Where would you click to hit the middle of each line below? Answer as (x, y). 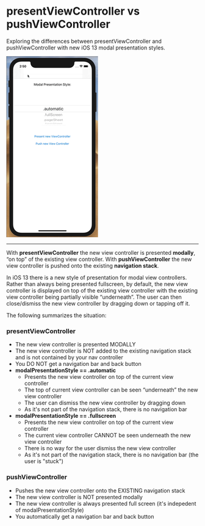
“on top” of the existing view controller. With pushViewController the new (99, 259)
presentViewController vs (73, 11)
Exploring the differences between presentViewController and (84, 41)
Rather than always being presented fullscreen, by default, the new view (97, 284)
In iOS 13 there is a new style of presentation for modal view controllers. (97, 277)
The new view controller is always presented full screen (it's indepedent (106, 503)
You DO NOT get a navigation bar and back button (78, 364)
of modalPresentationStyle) (49, 510)
